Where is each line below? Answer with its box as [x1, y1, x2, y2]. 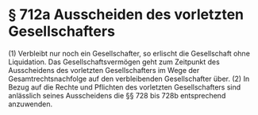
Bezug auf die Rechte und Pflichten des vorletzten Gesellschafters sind [8, 82, 241, 92]
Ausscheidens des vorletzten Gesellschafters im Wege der [8, 65, 200, 75]
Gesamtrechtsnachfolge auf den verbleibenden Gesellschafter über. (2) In [8, 74, 250, 83]
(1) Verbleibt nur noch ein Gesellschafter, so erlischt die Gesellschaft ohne [8, 48, 250, 58]
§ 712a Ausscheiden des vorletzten [8, 6, 245, 24]
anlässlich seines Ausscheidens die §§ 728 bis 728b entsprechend [8, 90, 226, 100]
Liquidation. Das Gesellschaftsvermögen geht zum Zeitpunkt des [8, 57, 220, 67]
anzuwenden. [8, 99, 53, 109]
